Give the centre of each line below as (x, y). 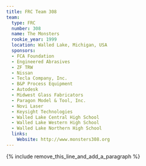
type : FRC (23, 23)
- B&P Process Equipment (42, 84)
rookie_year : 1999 (34, 39)
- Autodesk (25, 90)
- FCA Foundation (33, 56)
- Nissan (22, 73)
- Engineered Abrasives (41, 62)
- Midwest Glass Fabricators (47, 95)
